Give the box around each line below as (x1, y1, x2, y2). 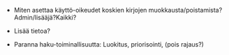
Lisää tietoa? (13, 27, 51, 35)
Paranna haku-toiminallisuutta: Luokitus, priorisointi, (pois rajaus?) (13, 40, 205, 48)
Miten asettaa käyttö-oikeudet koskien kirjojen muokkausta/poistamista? (13, 6, 223, 14)
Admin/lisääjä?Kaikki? (13, 13, 77, 22)
